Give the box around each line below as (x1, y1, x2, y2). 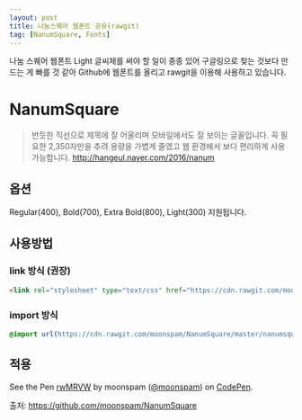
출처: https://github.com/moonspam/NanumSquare (9, 399, 198, 410)
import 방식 (9, 308, 58, 321)
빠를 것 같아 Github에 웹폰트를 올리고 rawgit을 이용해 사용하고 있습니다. (35, 67, 287, 77)
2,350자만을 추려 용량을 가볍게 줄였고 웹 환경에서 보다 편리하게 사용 (48, 141, 286, 152)
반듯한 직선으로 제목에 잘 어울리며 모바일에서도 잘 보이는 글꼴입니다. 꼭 (31, 130, 279, 140)
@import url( (9, 329, 58, 338)
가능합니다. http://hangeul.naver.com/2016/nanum (31, 152, 215, 163)
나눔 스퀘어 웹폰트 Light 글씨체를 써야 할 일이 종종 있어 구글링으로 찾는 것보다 (9, 56, 280, 67)
